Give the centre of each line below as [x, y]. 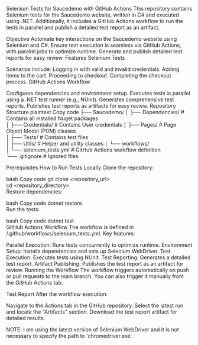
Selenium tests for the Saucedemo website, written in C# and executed [92, 15]
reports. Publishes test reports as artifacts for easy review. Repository [91, 106]
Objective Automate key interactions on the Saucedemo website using [92, 39]
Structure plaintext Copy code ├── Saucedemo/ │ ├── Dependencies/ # [95, 112]
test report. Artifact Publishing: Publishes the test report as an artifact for [95, 264]
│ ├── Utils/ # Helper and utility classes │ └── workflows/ [78, 144]
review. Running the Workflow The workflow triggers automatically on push [98, 270]
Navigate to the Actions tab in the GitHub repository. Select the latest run [95, 305]
